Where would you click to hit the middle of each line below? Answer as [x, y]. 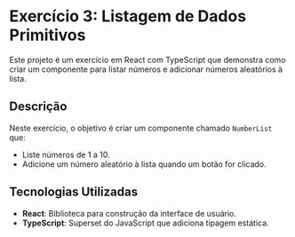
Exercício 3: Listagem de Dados [128, 16]
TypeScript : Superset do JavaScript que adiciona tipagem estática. [145, 223]
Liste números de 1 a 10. [66, 154]
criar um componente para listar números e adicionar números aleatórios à [146, 69]
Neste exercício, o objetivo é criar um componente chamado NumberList [141, 128]
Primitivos [48, 35]
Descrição [38, 107]
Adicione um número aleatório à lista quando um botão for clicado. [144, 164]
